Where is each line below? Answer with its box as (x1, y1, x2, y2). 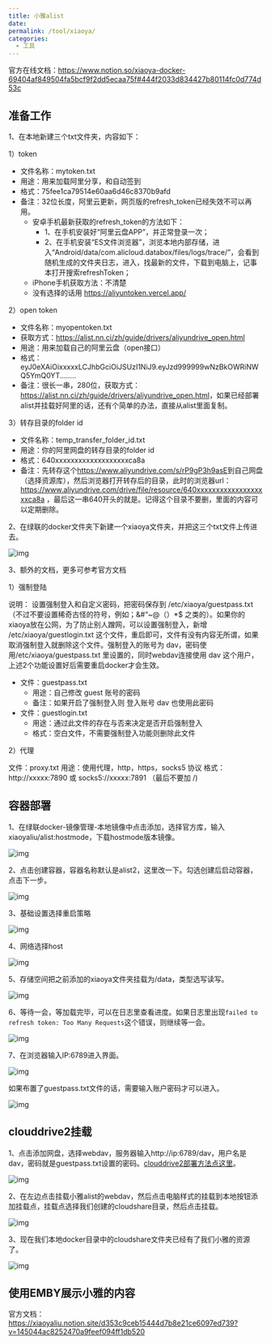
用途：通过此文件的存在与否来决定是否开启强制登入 (32, 717, 203, 727)
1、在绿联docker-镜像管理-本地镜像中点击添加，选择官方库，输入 (8, 821, 225, 832)
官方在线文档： (8, 66, 58, 75)
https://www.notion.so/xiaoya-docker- (57, 66, 186, 75)
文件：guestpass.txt (19, 677, 87, 687)
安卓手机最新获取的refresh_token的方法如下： (32, 217, 184, 226)
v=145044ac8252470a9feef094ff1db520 (8, 1327, 146, 1337)
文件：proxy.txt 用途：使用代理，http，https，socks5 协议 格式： (8, 762, 226, 772)
